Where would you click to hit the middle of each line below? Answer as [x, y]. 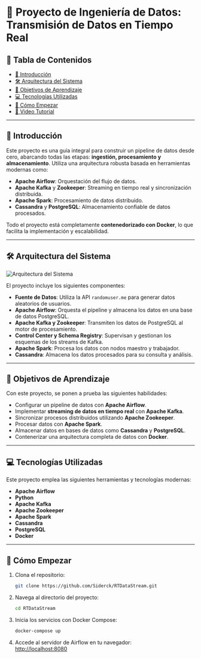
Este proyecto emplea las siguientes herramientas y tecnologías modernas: [99, 480]
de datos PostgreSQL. [42, 316]
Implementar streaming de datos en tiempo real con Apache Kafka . [99, 411]
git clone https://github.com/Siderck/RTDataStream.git [86, 586]
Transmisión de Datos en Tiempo [90, 25]
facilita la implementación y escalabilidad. [57, 231]
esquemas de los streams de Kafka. [59, 342]
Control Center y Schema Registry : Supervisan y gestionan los [93, 335]
